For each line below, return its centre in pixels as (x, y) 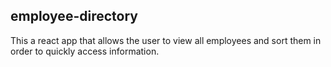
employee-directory (74, 16)
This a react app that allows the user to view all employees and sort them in (166, 40)
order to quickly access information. (85, 51)
